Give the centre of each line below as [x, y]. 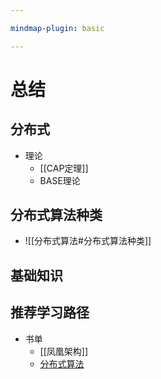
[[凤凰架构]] [64, 351]
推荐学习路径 [50, 312]
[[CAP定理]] [64, 168]
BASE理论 [60, 180]
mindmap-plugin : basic [57, 28]
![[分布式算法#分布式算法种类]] [88, 241]
